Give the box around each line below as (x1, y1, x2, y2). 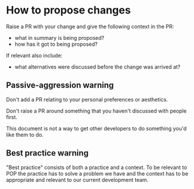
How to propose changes (6, 4, 131, 17)
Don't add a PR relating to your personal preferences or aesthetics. (6, 96, 168, 103)
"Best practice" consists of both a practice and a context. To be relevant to (6, 164, 187, 171)
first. (6, 113, 18, 120)
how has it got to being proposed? (14, 41, 98, 48)
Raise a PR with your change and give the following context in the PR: (6, 23, 175, 30)
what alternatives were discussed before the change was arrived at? (14, 63, 180, 70)
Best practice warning (6, 148, 89, 158)
